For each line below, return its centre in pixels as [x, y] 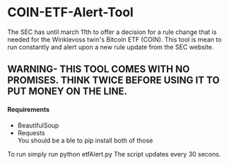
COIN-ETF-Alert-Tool [71, 12]
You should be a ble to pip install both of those [85, 140]
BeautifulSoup [38, 125]
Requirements [29, 109]
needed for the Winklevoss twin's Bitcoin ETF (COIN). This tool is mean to [114, 39]
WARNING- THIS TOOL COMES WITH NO [99, 69]
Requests [31, 132]
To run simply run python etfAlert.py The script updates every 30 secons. [114, 154]
